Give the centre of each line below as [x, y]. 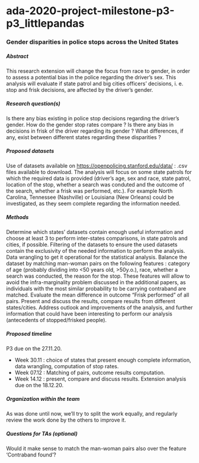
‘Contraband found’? [31, 455]
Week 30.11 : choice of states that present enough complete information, [103, 360]
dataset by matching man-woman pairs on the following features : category [98, 263]
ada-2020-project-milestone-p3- [90, 11]
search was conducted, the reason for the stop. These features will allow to [98, 276]
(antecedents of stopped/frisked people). [57, 320]
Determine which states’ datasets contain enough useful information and [95, 231]
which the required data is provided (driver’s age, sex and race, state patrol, [99, 178]
